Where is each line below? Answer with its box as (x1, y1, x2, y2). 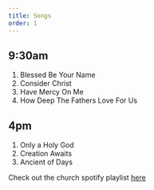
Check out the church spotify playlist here (8, 173, 146, 183)
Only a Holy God (19, 140, 74, 150)
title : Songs (8, 11, 52, 20)
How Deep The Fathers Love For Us (19, 95, 138, 105)
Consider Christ (19, 79, 72, 88)
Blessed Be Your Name (19, 70, 96, 80)
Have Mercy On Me (19, 87, 84, 97)
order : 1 (8, 19, 38, 27)
